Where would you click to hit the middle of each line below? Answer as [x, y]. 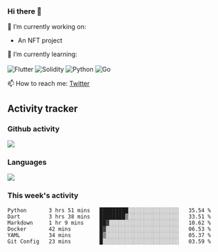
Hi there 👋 [25, 11]
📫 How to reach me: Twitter [49, 84]
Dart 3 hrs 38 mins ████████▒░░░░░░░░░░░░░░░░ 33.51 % [109, 217]
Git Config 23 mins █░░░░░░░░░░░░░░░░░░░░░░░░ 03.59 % [109, 241]
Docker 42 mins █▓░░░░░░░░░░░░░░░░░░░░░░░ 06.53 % [109, 229]
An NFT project [40, 40]
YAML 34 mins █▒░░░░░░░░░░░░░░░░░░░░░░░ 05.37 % [109, 235]
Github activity [34, 128]
